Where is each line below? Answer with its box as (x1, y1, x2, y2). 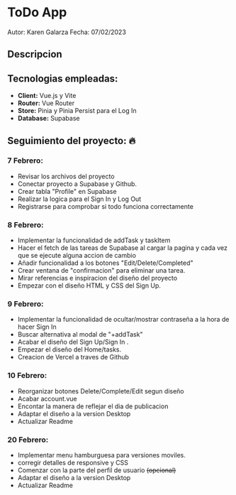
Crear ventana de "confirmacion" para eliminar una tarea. (17, 266, 186, 275)
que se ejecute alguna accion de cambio (17, 251, 137, 260)
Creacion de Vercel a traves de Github (17, 353, 130, 361)
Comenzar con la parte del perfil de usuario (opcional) (17, 466, 176, 474)
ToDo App (7, 4, 67, 21)
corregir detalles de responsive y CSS (17, 459, 129, 467)
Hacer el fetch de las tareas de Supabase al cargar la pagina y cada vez (17, 244, 228, 252)
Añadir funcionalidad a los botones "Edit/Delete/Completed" (17, 259, 193, 267)
